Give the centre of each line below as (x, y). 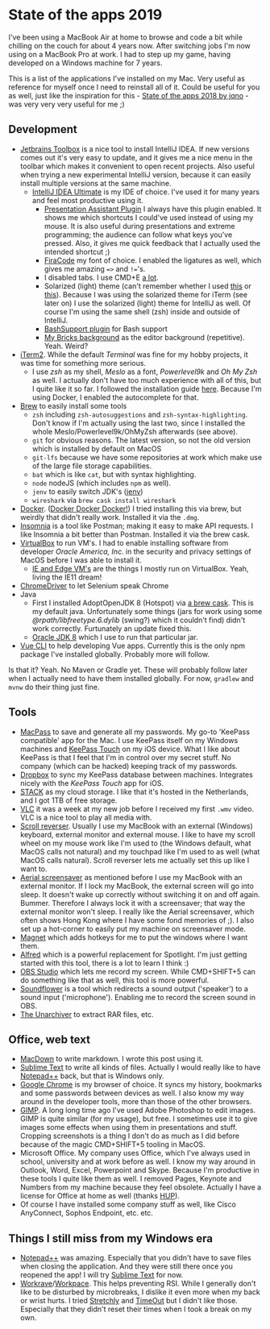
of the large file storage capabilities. (92, 466)
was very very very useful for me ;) (66, 104)
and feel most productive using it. (87, 200)
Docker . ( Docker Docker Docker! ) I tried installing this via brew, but (131, 509)
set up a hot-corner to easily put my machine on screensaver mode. (133, 928)
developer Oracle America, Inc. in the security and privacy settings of (135, 551)
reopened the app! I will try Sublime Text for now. (102, 1275)
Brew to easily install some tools (73, 405)
